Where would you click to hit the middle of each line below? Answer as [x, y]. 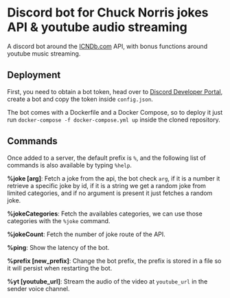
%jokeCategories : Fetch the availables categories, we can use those [105, 214]
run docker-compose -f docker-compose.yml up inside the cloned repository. [114, 119]
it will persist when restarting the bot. [60, 268]
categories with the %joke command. [59, 220]
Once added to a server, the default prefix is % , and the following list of [106, 158]
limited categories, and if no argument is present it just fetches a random [110, 193]
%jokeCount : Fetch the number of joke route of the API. [87, 234]
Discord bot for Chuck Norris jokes [108, 13]
